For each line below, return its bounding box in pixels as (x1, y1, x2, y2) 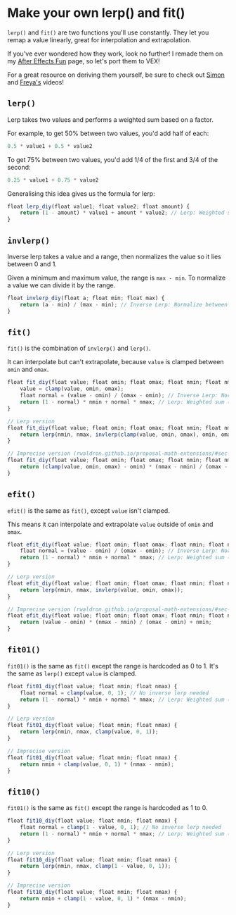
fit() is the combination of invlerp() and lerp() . (7, 344, 151, 353)
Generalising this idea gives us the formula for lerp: (7, 189, 156, 198)
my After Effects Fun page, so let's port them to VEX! (7, 56, 160, 65)
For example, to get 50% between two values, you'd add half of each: (7, 129, 209, 137)
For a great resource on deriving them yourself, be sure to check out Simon (7, 70, 225, 79)
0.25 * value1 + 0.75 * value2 (7, 176, 99, 184)
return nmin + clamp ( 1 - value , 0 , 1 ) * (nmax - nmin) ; (20, 895, 188, 902)
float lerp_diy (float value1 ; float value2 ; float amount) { (7, 203, 190, 210)
